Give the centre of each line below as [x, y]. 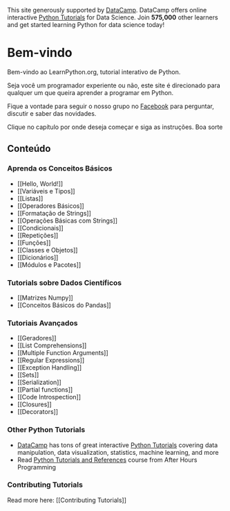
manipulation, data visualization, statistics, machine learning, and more [118, 452]
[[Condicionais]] [40, 227]
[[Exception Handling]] [49, 367]
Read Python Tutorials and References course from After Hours [107, 460]
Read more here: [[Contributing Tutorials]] [67, 500]
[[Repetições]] [38, 235]
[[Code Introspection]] [49, 397]
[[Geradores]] [37, 338]
